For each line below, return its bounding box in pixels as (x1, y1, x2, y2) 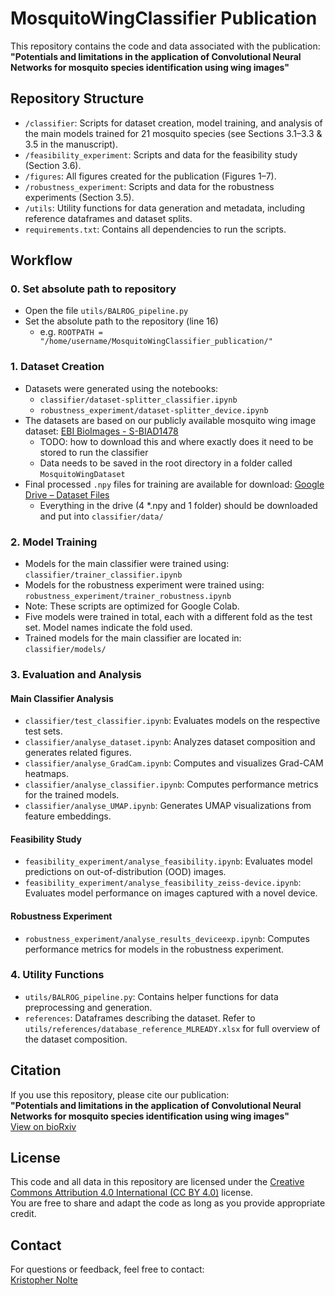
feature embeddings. (24, 810, 112, 822)
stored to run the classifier (39, 446, 149, 458)
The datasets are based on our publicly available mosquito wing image (24, 414, 317, 426)
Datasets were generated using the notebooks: (24, 382, 219, 394)
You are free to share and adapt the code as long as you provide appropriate (10, 1197, 326, 1209)
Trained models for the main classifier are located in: (24, 632, 242, 644)
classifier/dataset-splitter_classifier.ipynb (39, 395, 238, 405)
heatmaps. (24, 768, 69, 780)
